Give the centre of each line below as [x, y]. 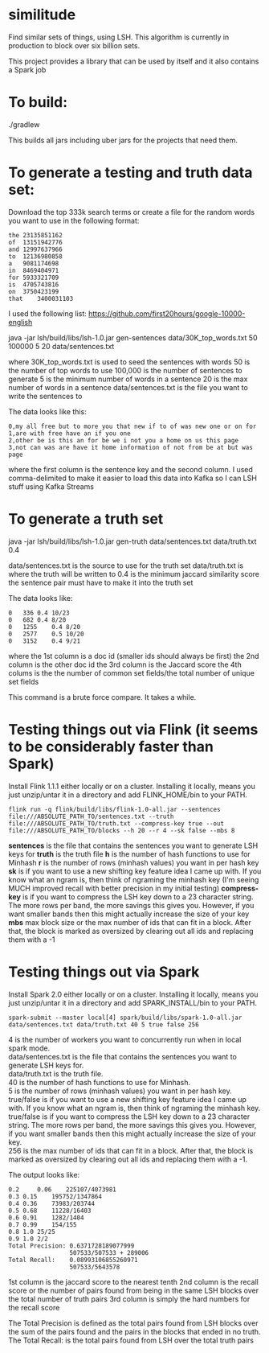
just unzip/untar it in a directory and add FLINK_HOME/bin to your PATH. [128, 795]
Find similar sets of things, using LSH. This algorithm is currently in [119, 37]
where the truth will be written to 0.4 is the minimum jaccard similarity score [134, 574]
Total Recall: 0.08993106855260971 [73, 1260]
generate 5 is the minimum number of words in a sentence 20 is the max [128, 379]
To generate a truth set [86, 519]
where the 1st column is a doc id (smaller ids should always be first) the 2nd [134, 656]
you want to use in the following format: [74, 220]
